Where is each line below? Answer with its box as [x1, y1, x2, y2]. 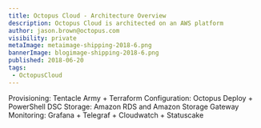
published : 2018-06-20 [8, 57, 84, 65]
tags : [8, 64, 26, 72]
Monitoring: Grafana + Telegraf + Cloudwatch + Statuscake [8, 110, 204, 120]
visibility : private [8, 34, 78, 42]
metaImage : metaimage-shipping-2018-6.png [8, 42, 152, 50]
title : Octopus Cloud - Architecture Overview [8, 11, 167, 20]
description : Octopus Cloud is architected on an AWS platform [8, 19, 224, 27]
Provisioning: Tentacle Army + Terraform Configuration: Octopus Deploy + [8, 93, 254, 102]
